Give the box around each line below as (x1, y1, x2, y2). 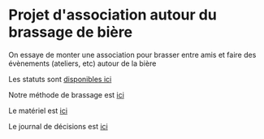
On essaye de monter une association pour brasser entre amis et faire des (8, 50, 257, 59)
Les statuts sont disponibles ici (8, 74, 112, 84)
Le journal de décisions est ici (8, 121, 108, 131)
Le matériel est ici (8, 106, 67, 115)
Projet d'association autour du (8, 6, 217, 24)
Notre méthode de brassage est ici (8, 89, 124, 99)
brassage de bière (8, 23, 132, 41)
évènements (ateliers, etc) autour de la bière (8, 59, 157, 68)
